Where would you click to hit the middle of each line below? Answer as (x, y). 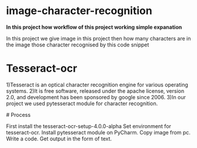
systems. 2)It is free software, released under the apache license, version (95, 91)
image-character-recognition (79, 11)
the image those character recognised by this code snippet (78, 45)
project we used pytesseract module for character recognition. (82, 103)
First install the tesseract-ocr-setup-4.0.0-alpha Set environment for (89, 126)
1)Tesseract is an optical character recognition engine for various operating (97, 85)
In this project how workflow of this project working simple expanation (94, 27)
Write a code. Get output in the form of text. (59, 139)
